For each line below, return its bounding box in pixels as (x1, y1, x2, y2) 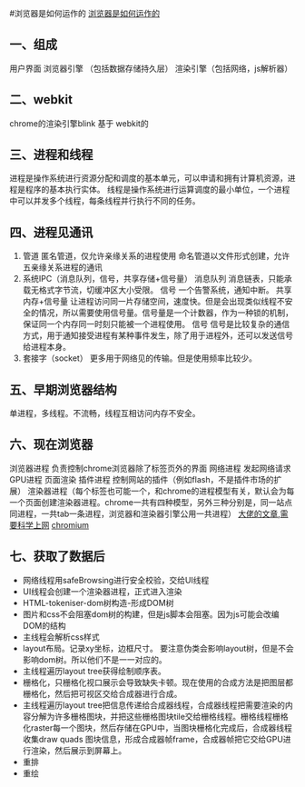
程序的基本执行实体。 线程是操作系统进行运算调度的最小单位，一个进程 (25, 184, 290, 195)
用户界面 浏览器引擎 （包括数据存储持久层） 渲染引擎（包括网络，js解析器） (9, 63, 293, 74)
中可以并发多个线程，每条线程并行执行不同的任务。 (9, 195, 201, 206)
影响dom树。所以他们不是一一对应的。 (22, 653, 168, 665)
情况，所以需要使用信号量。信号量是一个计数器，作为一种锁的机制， (38, 307, 293, 318)
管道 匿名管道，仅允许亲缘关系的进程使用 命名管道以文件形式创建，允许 (22, 251, 290, 262)
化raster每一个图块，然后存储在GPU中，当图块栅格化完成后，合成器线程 (22, 722, 292, 733)
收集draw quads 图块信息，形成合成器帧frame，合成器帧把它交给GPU (22, 733, 284, 744)
